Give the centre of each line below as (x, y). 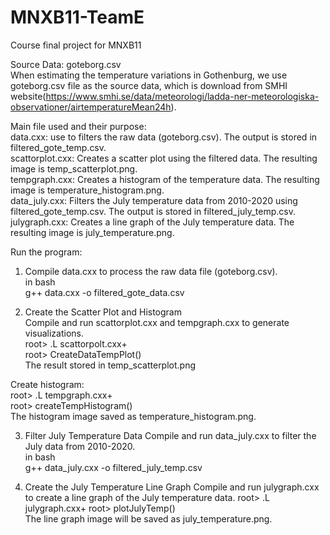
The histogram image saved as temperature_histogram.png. (133, 416)
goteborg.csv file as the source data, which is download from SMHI (149, 85)
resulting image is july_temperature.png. (92, 232)
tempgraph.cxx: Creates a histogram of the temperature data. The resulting (165, 179)
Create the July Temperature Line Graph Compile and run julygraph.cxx (172, 487)
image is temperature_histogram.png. (87, 190)
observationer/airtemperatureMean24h (91, 107)
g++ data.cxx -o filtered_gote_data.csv (104, 292)
